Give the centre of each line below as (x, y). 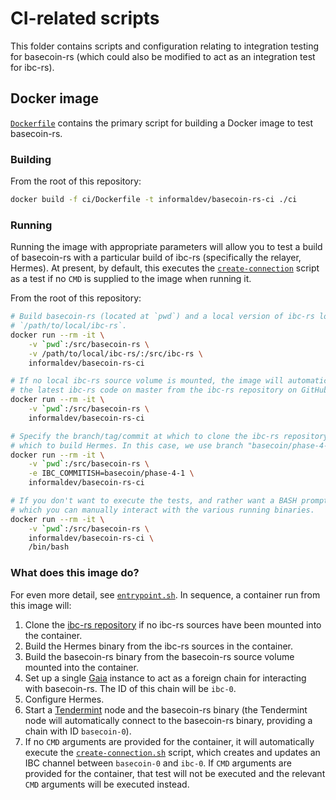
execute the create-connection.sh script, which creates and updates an (172, 752)
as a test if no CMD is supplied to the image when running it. (131, 279)
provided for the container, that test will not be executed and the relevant (175, 773)
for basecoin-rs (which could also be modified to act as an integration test (163, 56)
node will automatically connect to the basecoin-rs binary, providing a (168, 720)
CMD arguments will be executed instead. (107, 784)
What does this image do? (75, 573)
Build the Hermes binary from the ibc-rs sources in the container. (159, 646)
